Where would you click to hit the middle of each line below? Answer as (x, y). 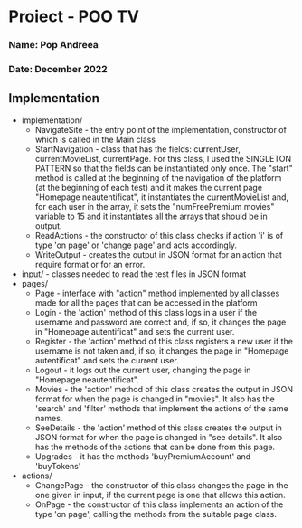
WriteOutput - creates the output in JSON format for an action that (158, 254)
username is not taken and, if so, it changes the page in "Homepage (162, 351)
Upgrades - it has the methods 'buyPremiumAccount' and (142, 456)
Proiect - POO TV (74, 17)
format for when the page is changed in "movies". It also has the (155, 399)
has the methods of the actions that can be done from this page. (155, 447)
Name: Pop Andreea (53, 45)
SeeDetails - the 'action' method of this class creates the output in (158, 428)
